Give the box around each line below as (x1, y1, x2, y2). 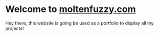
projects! (5, 25, 24, 31)
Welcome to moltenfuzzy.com (5, 3, 137, 15)
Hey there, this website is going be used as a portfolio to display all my (5, 20, 154, 26)
